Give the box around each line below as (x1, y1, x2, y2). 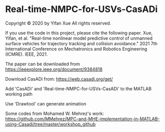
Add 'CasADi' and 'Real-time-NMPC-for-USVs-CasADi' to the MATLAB (5, 85, 152, 91)
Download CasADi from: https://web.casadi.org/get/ (5, 76, 113, 82)
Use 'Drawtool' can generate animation (5, 100, 87, 106)
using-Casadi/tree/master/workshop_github (5, 121, 96, 127)
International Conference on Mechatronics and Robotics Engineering (5, 46, 147, 52)
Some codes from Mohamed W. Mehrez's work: (5, 110, 104, 116)
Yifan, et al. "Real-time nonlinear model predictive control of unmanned (5, 35, 153, 41)
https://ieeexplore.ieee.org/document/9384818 (5, 66, 103, 72)
